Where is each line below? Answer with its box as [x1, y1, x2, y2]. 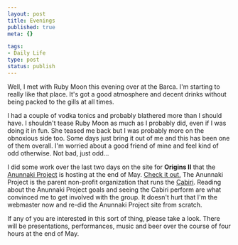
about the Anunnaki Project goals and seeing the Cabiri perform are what [7, 185, 222, 194]
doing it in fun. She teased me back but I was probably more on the [7, 126, 205, 135]
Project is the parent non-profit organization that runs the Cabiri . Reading [7, 178, 222, 186]
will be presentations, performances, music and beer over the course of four [7, 222, 231, 230]
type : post [7, 56, 40, 64]
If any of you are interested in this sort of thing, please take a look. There [7, 214, 220, 222]
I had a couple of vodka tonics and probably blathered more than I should [7, 111, 222, 119]
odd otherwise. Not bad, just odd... [7, 148, 109, 157]
